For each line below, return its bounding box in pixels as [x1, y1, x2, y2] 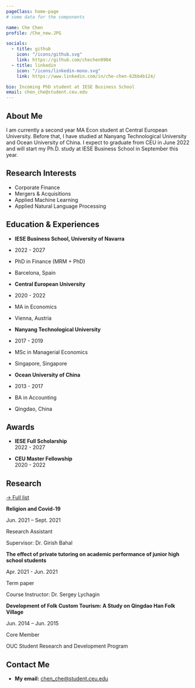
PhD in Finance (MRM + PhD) [14, 258, 85, 265]
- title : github [11, 46, 51, 52]
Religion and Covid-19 [6, 505, 61, 512]
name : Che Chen [6, 25, 43, 30]
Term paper [6, 580, 35, 587]
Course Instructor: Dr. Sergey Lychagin [6, 591, 100, 598]
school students [6, 557, 47, 564]
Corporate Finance [14, 184, 60, 191]
